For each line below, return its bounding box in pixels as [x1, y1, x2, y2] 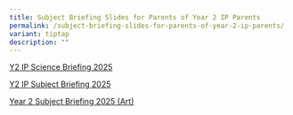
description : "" [9, 37, 69, 47]
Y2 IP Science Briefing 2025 [9, 62, 113, 73]
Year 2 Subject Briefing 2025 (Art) [9, 96, 134, 107]
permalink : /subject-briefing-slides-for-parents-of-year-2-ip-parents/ [9, 21, 285, 30]
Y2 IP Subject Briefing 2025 [9, 79, 111, 89]
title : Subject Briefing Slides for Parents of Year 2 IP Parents [9, 12, 261, 22]
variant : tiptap [9, 29, 69, 38]
